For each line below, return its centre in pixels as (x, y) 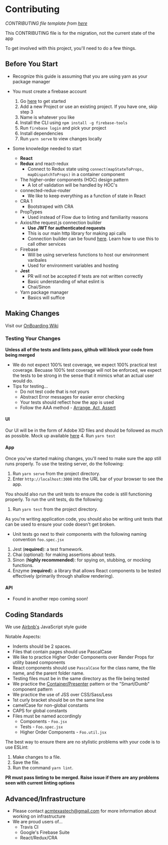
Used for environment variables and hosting (73, 265)
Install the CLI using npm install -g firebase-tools (74, 123)
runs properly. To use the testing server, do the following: (65, 464)
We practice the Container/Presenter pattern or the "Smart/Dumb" (81, 684)
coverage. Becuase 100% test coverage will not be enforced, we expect (87, 370)
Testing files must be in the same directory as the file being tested (81, 679)
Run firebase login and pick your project (63, 128)
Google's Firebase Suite (45, 832)
